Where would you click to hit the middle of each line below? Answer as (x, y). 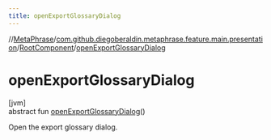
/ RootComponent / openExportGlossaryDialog (91, 47)
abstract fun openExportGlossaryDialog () (77, 111)
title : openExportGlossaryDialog (65, 16)
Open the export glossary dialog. (63, 127)
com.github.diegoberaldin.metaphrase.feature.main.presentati (159, 39)
